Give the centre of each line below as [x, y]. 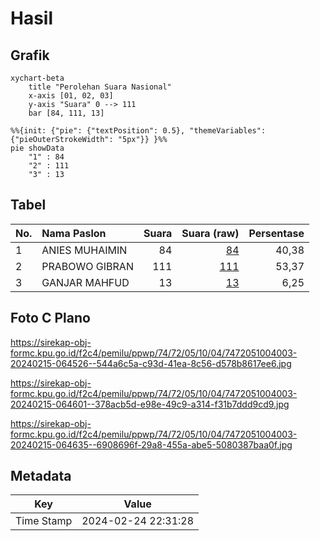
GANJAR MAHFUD [85, 282]
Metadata [41, 476]
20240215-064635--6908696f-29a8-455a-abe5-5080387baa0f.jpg [151, 444]
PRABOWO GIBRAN [87, 266]
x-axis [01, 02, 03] [71, 96]
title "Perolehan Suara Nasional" [100, 87]
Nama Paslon [74, 233]
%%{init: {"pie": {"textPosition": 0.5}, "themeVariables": [138, 131]
